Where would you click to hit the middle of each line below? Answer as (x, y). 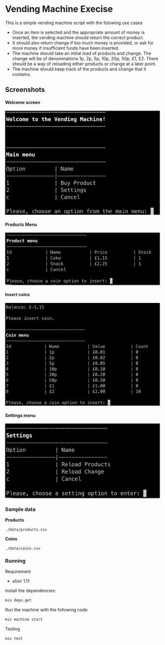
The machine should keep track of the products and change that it (79, 69)
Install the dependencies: (31, 591)
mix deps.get (18, 601)
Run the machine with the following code (46, 610)
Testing (13, 629)
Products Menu (21, 224)
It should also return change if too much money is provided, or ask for (83, 42)
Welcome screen (23, 102)
